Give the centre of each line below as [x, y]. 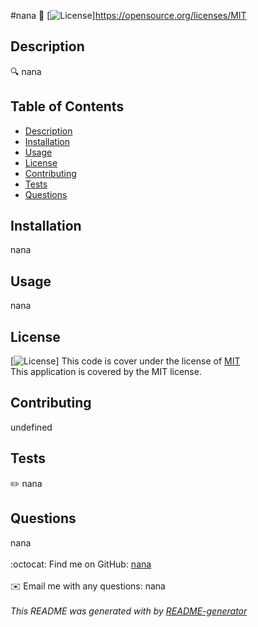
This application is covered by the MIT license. [106, 372]
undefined [31, 427]
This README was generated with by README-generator [129, 611]
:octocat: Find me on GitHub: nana [81, 564]
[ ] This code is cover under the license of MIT [125, 361]
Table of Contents [67, 106]
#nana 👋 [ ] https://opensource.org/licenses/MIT [128, 15]
